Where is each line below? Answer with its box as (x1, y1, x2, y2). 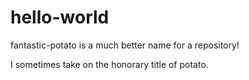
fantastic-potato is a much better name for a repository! (10, 39, 240, 51)
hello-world (10, 6, 110, 29)
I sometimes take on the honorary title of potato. (10, 58, 209, 70)
